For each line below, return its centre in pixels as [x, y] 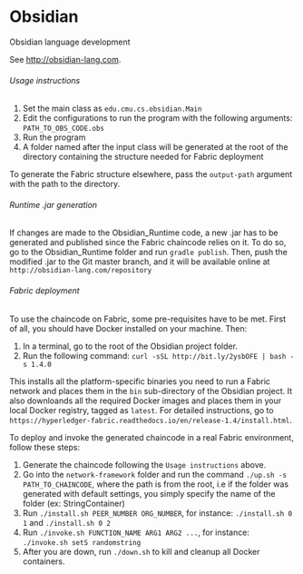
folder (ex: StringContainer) [73, 503]
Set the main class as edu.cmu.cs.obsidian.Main [112, 109]
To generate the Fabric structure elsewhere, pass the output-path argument [151, 174]
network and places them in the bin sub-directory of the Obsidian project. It [151, 391]
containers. [44, 561]
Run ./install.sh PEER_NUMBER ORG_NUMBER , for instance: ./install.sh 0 [157, 513]
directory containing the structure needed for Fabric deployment [143, 157]
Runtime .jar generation [54, 204]
